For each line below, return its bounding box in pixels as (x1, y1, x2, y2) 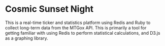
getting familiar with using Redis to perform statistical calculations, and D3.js (5, 30, 161, 36)
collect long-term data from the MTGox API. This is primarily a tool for (5, 24, 147, 30)
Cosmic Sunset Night (5, 3, 94, 15)
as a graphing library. (5, 35, 48, 41)
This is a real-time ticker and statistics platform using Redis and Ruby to (5, 20, 151, 25)
